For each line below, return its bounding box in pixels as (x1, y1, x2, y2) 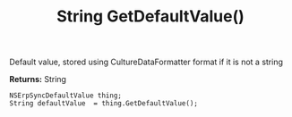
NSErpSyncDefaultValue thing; (9, 91, 123, 100)
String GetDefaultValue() (56, 6, 245, 27)
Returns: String (9, 74, 67, 85)
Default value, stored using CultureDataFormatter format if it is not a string (9, 56, 284, 68)
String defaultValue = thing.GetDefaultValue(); (9, 99, 199, 108)
